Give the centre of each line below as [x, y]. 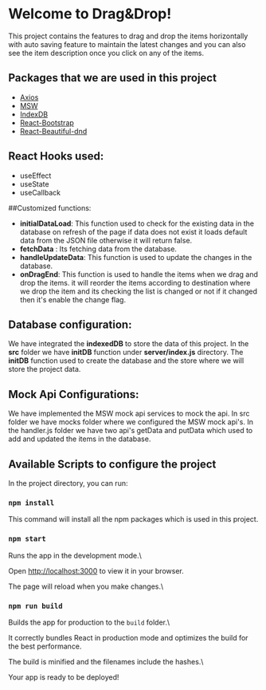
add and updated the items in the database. [80, 439]
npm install [31, 503]
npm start [27, 539]
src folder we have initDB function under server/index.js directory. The [126, 353]
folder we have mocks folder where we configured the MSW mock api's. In [131, 422]
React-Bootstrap [47, 122]
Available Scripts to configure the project [112, 464]
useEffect [35, 175]
